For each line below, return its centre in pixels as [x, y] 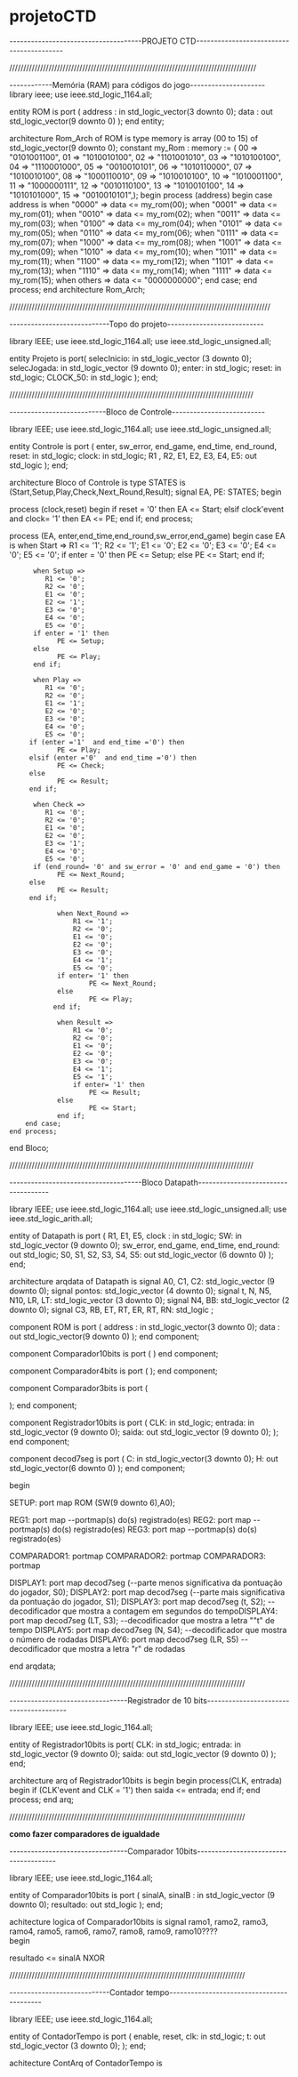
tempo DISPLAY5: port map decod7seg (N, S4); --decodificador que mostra [148, 1630]
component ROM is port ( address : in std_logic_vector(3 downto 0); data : [145, 1326]
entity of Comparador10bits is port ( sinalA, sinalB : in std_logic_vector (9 [142, 1895]
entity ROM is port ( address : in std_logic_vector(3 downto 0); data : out [141, 111]
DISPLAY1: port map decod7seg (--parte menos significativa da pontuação [146, 1582]
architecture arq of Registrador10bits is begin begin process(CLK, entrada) [146, 1780]
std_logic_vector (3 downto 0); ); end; [78, 2045]
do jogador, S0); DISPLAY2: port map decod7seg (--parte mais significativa [147, 1592]
